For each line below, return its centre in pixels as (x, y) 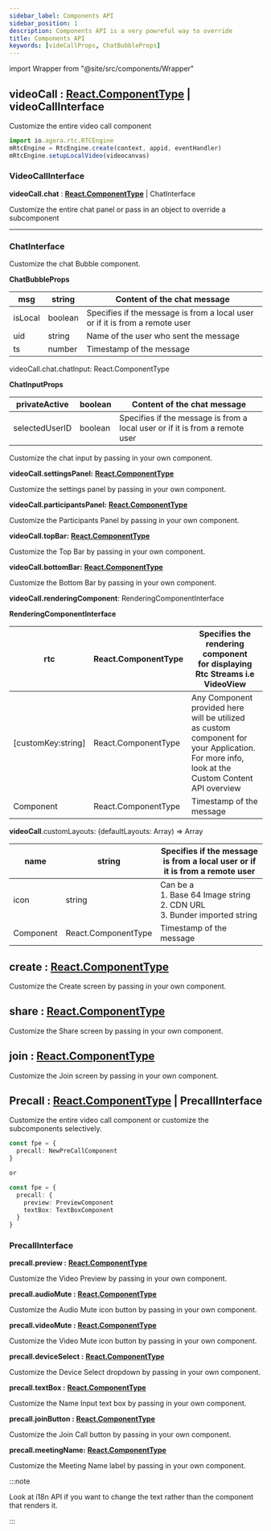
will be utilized (218, 718)
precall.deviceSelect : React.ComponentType (87, 1356)
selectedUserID (43, 428)
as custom (211, 728)
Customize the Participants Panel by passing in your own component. (124, 521)
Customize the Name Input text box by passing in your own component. (128, 1403)
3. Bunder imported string (209, 915)
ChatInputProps (36, 385)
